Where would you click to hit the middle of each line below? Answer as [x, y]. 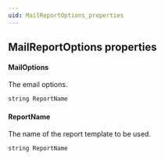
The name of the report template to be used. [79, 134]
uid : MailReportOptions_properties [66, 15]
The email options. [38, 85]
